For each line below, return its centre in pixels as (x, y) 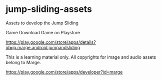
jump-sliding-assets (49, 9)
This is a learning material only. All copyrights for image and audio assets (81, 57)
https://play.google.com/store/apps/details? (51, 42)
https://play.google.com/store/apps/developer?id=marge (64, 72)
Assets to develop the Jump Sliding (42, 23)
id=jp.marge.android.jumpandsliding (43, 47)
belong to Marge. (23, 62)
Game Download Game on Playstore (43, 32)
